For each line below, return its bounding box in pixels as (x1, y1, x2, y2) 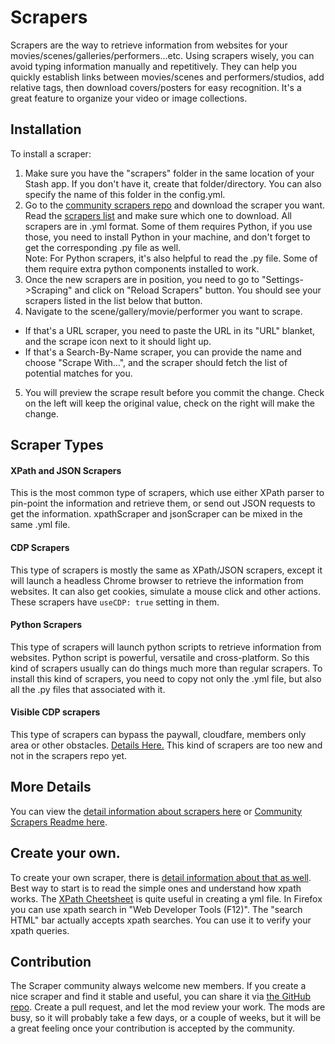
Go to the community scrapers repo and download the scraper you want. (24, 199, 326, 211)
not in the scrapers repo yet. (10, 749, 128, 761)
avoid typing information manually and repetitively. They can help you (10, 60, 298, 72)
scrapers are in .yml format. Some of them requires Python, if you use (24, 220, 313, 232)
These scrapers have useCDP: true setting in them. (10, 596, 220, 608)
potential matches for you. (24, 367, 133, 379)
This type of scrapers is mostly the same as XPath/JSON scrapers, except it (10, 564, 323, 576)
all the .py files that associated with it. (10, 683, 166, 695)
